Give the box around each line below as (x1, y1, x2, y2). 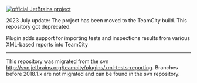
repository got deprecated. (6, 24, 72, 30)
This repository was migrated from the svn (6, 58, 109, 65)
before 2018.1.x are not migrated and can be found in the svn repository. (6, 71, 180, 77)
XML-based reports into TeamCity (6, 41, 89, 48)
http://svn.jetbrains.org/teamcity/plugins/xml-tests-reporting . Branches (6, 64, 178, 71)
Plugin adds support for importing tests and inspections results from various (6, 35, 191, 41)
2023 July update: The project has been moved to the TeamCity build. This (6, 17, 188, 24)
